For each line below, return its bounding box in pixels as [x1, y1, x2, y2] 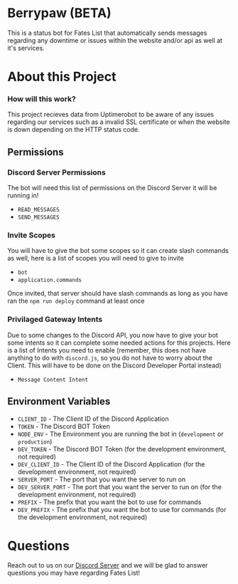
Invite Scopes [7, 230, 55, 240]
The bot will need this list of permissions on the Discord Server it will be [7, 184, 217, 192]
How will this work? [7, 94, 76, 104]
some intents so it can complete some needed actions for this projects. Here [7, 338, 231, 347]
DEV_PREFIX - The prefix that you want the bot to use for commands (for [17, 505, 227, 513]
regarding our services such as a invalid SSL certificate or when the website [7, 118, 230, 126]
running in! [7, 191, 39, 200]
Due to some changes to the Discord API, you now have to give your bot [7, 330, 218, 339]
